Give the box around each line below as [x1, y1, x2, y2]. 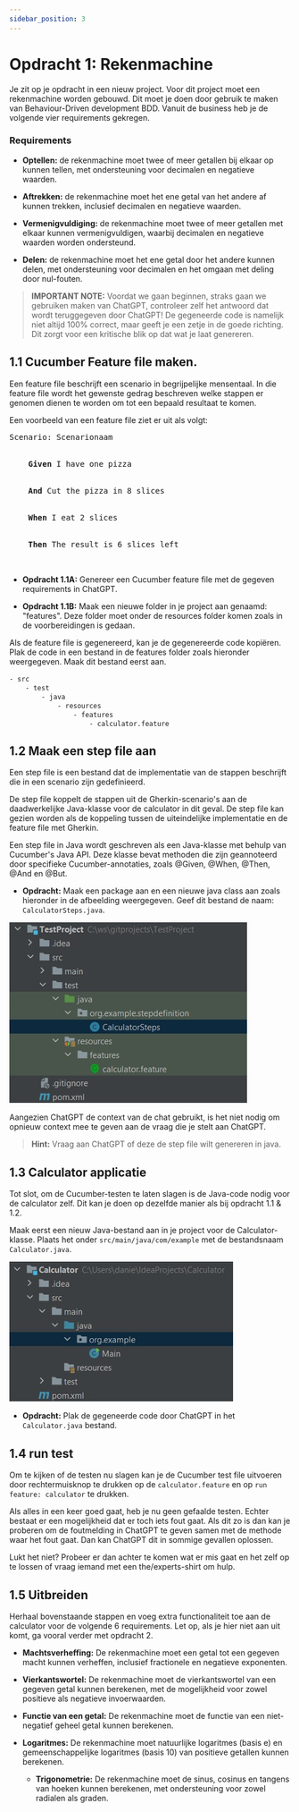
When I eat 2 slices [28, 512, 118, 522]
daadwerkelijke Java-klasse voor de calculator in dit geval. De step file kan [9, 803, 284, 814]
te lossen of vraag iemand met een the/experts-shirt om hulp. [9, 1562, 236, 1572]
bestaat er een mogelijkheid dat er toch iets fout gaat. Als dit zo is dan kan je [9, 1516, 291, 1527]
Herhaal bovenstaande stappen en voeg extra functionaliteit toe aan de [9, 1611, 270, 1621]
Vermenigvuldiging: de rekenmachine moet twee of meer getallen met [21, 217, 284, 228]
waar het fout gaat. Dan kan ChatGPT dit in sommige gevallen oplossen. [9, 1535, 274, 1545]
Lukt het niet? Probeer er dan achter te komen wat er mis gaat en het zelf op [9, 1552, 290, 1562]
